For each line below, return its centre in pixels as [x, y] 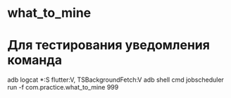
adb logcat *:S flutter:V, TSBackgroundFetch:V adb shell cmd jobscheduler [115, 80]
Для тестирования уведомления [108, 45]
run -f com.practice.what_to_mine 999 [63, 87]
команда [35, 60]
